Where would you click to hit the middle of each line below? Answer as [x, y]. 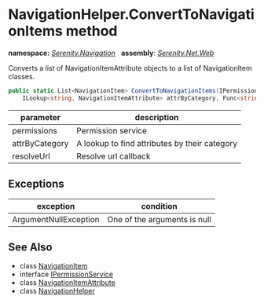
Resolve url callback [113, 156]
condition [159, 206]
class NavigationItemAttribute [67, 283]
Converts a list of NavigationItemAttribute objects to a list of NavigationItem [130, 68]
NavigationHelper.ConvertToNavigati [132, 15]
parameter [40, 117]
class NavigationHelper [57, 291]
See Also [30, 247]
